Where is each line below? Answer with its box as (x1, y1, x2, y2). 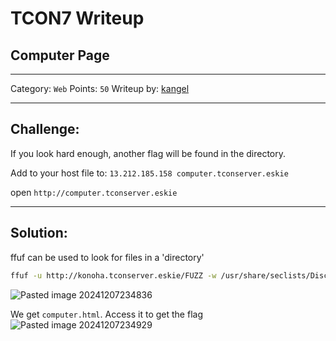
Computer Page (10, 47, 110, 64)
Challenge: (10, 121, 80, 138)
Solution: (10, 225, 68, 242)
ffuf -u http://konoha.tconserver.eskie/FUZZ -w (10, 270, 217, 281)
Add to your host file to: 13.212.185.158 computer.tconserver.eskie (10, 167, 289, 179)
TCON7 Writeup (10, 7, 145, 30)
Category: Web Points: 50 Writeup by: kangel (10, 83, 190, 94)
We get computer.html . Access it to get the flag (10, 308, 203, 320)
